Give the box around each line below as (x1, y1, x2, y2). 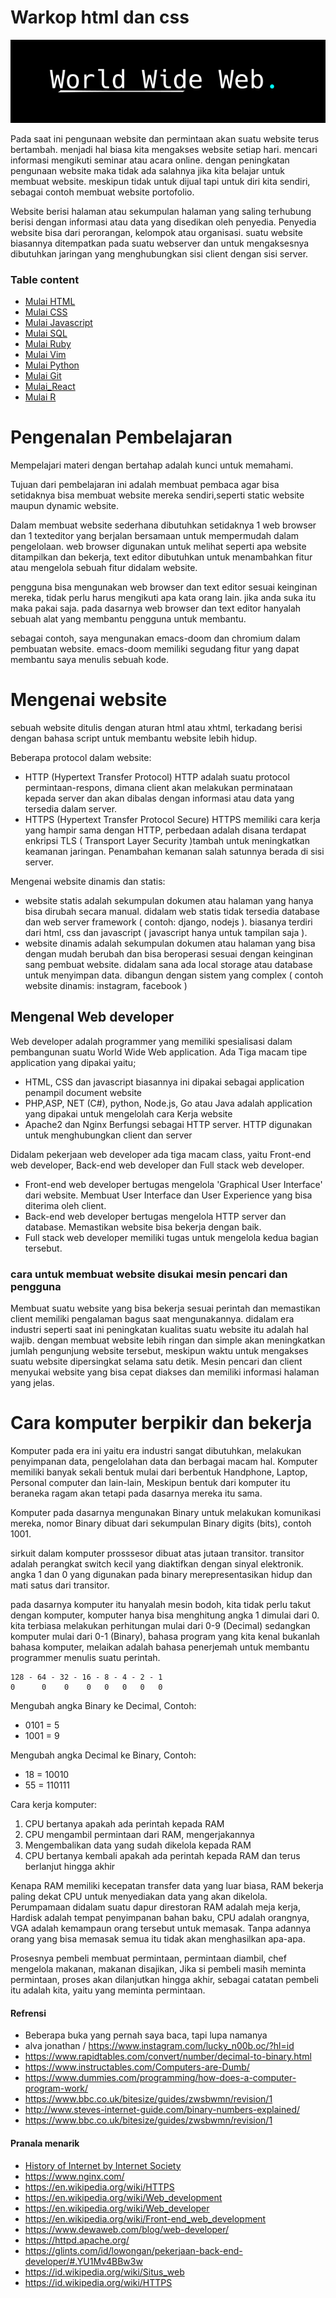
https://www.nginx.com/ (24, 2170, 125, 2182)
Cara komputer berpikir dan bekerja (10, 1412, 313, 1435)
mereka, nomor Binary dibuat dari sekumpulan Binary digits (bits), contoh (10, 1517, 312, 1530)
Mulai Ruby (24, 338, 72, 350)
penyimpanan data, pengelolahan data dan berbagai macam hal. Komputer (10, 1456, 318, 1468)
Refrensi (10, 2007, 47, 2019)
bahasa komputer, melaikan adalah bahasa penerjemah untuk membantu (10, 1641, 310, 1653)
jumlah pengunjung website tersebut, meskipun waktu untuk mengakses (10, 1345, 309, 1357)
